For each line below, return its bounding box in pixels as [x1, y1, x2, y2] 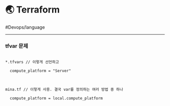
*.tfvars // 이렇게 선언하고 [5, 60, 59, 65]
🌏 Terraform [5, 4, 60, 16]
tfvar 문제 [5, 42, 28, 49]
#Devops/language [5, 24, 45, 30]
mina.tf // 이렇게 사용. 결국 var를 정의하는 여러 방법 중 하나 [5, 87, 123, 92]
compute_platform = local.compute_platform [10, 96, 103, 101]
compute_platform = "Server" [10, 69, 71, 74]
